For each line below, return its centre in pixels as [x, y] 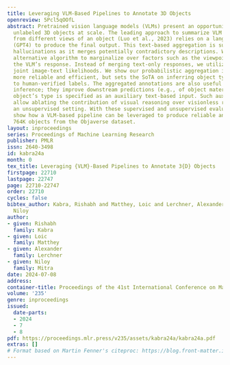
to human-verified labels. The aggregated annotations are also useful [118, 84]
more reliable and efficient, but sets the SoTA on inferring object [114, 77]
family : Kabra [33, 230]
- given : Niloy [29, 262]
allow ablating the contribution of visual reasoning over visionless [116, 103]
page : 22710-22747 [33, 186]
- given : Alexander [35, 249]
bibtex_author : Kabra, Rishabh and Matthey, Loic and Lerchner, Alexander [116, 205]
